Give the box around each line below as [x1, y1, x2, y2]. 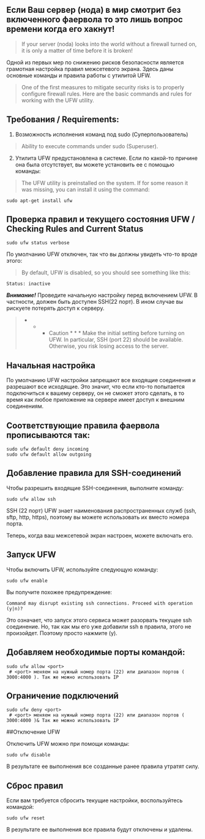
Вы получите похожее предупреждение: [6, 588, 112, 596]
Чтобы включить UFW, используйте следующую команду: [6, 566, 158, 573]
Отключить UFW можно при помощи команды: [6, 740, 130, 748]
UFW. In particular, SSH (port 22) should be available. [48, 336, 184, 344]
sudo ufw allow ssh [6, 496, 56, 502]
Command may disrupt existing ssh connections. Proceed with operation [6, 600, 193, 606]
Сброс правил [6, 780, 64, 791]
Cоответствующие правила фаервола [6, 420, 160, 431]
